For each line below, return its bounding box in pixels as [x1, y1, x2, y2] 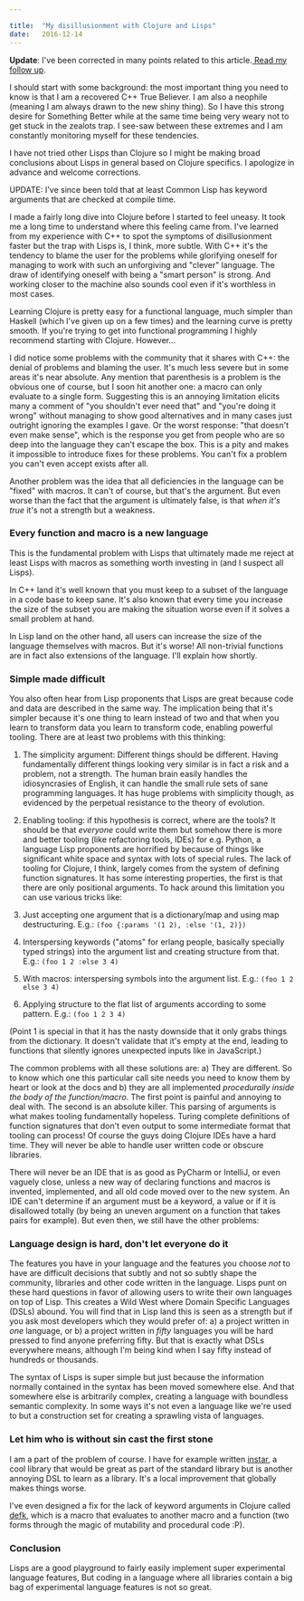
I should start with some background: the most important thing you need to [9, 81, 289, 92]
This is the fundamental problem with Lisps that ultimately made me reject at [9, 547, 294, 558]
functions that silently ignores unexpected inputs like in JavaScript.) [9, 1045, 262, 1056]
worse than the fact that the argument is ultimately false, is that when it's [9, 494, 280, 505]
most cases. [9, 288, 55, 299]
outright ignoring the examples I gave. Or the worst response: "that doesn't [9, 419, 290, 430]
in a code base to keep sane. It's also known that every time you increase [9, 594, 283, 605]
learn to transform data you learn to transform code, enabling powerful [9, 722, 273, 733]
